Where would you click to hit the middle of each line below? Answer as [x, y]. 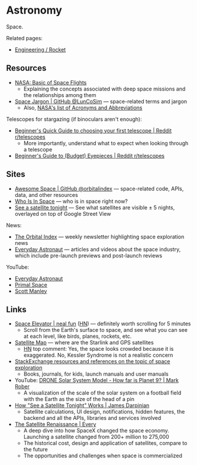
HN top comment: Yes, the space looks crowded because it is [98, 349]
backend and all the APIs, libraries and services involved [92, 418]
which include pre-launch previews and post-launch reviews [88, 256]
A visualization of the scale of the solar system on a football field [102, 393]
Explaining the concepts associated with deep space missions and [104, 89]
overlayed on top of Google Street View [63, 214]
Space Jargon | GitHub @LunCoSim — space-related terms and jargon [101, 101]
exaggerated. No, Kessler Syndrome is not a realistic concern [98, 355]
